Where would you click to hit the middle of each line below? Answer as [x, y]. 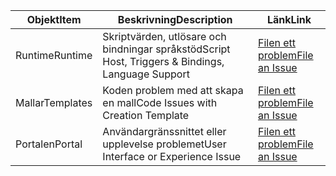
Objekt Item [54, 19]
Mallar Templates [54, 102]
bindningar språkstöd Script [166, 49]
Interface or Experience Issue [172, 156]
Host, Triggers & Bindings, [163, 61]
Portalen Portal [49, 144]
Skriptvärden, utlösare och [164, 36]
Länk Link [289, 19]
